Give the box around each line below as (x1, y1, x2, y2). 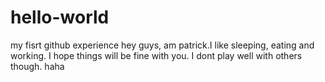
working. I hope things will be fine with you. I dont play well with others (10, 49, 303, 61)
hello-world (10, 6, 110, 29)
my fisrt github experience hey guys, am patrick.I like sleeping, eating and (10, 39, 315, 51)
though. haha (10, 60, 65, 72)
